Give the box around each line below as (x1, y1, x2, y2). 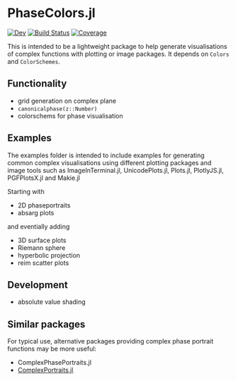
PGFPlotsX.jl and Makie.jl (7, 174, 80, 182)
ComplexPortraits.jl (17, 366, 74, 375)
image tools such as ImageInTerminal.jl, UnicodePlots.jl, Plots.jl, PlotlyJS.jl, (7, 166, 224, 174)
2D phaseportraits (17, 200, 71, 210)
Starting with (7, 187, 45, 195)
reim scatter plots (17, 258, 69, 267)
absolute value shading (17, 297, 86, 306)
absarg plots (17, 208, 55, 217)
